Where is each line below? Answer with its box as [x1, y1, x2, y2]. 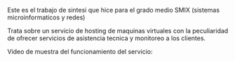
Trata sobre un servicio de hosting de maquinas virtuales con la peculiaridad [7, 27, 229, 35]
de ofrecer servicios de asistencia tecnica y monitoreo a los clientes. [7, 34, 206, 42]
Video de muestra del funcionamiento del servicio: [7, 48, 153, 55]
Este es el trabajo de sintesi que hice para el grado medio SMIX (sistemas [7, 6, 220, 14]
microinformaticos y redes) [7, 13, 86, 21]
